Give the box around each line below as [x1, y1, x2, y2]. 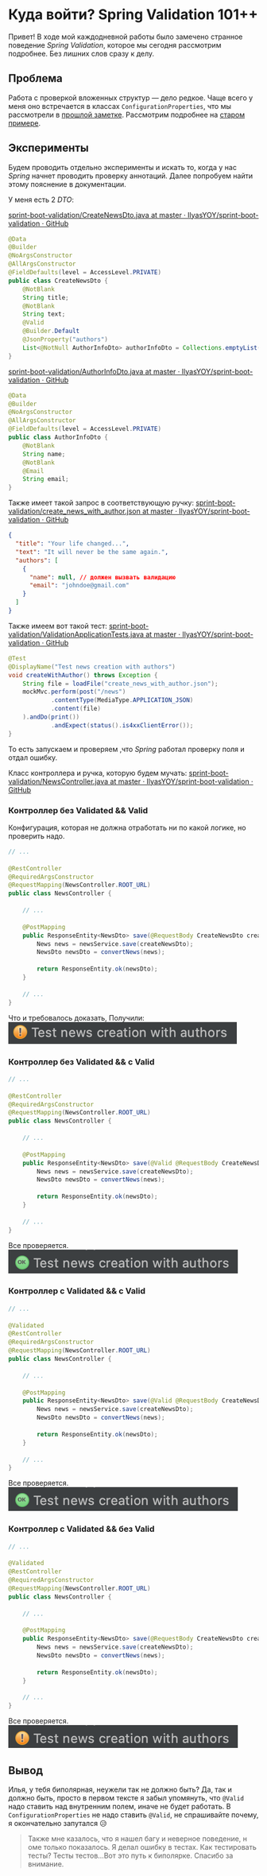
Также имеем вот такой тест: [8, 621, 107, 630]
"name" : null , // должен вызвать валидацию [29, 573, 176, 581]
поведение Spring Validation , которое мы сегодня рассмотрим [8, 40, 222, 49]
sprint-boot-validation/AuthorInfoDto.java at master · [8, 366, 180, 376]
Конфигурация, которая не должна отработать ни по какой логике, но [8, 823, 246, 832]
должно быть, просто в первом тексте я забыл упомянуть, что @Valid [8, 1793, 245, 1802]
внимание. [27, 1859, 64, 1869]
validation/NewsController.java [8, 777, 109, 786]
